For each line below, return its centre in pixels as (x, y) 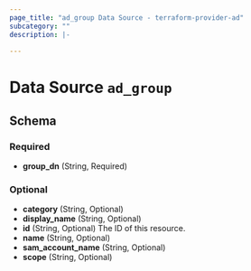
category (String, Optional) (73, 210)
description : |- (40, 34)
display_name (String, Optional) (82, 219)
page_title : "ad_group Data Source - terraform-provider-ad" (127, 18)
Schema (33, 121)
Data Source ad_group (91, 88)
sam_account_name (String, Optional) (94, 248)
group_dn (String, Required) (75, 166)
